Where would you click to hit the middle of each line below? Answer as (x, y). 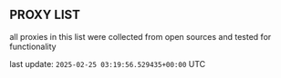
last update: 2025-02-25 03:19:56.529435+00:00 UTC (108, 63)
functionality (33, 46)
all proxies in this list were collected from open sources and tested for (140, 36)
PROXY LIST (45, 15)
